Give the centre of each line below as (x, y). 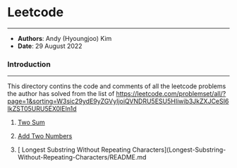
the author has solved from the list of (61, 94)
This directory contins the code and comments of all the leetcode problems (117, 86)
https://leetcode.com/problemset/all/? (171, 94)
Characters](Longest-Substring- (179, 150)
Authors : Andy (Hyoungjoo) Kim (65, 38)
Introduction (29, 64)
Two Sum (31, 122)
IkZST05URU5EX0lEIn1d (42, 109)
